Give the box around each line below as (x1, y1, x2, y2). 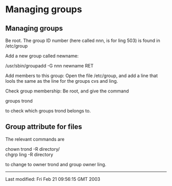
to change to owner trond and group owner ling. (5, 161, 106, 167)
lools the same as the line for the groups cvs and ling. (5, 78, 118, 84)
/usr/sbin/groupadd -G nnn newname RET (5, 63, 94, 68)
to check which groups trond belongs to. (5, 108, 91, 113)
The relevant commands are (5, 136, 65, 142)
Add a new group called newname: (5, 53, 79, 59)
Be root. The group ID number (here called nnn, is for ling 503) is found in (5, 37, 160, 43)
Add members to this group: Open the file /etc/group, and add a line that (5, 73, 158, 79)
